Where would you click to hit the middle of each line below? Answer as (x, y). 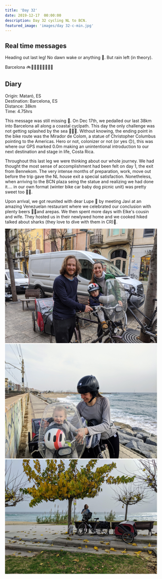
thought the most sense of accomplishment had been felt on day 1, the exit (79, 166)
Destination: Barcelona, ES (31, 101)
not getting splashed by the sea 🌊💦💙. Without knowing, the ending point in (79, 131)
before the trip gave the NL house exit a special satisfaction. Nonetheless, (78, 176)
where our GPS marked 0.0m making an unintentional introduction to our (77, 146)
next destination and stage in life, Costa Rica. (50, 151)
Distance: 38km (21, 106)
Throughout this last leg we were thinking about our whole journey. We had (80, 161)
